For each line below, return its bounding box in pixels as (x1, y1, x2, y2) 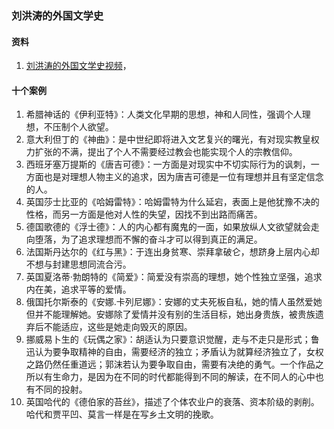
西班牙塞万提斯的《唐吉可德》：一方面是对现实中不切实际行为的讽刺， (25, 158, 311, 171)
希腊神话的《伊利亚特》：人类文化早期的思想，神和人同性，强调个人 (25, 108, 303, 121)
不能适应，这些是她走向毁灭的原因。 (43, 321, 193, 333)
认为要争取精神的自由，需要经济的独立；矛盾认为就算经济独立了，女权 (34, 346, 324, 358)
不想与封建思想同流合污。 (25, 258, 132, 271)
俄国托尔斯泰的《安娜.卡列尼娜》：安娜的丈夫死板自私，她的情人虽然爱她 (25, 296, 323, 308)
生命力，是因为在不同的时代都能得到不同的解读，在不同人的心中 (52, 371, 316, 383)
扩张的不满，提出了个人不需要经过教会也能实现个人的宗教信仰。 (34, 146, 298, 158)
